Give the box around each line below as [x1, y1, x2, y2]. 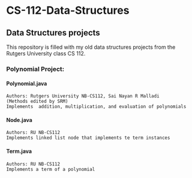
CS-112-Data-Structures [6, 4, 130, 17]
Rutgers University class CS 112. [6, 50, 86, 57]
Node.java [6, 116, 33, 123]
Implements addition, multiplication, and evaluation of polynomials [6, 103, 187, 110]
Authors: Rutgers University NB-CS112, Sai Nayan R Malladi [6, 93, 160, 99]
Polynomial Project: [6, 64, 65, 73]
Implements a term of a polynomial [6, 166, 95, 172]
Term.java [6, 147, 32, 155]
